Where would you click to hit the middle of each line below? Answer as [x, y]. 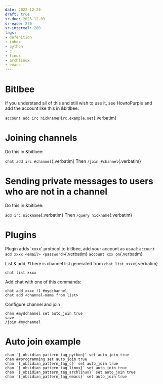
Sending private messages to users [79, 181]
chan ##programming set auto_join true [46, 359]
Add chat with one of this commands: [43, 282]
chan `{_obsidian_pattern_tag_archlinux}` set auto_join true [70, 372]
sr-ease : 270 [19, 24]
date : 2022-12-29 [23, 10]
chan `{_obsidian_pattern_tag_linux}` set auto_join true [66, 368]
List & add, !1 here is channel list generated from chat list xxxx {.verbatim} [81, 263]
